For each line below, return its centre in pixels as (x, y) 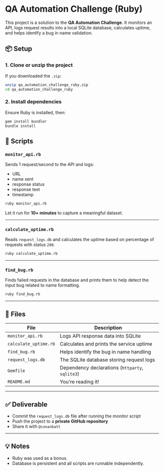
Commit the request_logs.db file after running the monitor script (76, 416)
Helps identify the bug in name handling (105, 352)
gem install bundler (26, 121)
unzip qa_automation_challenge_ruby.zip (47, 85)
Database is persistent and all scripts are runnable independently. (78, 463)
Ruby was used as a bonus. (40, 458)
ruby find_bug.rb (23, 294)
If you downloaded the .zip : (33, 76)
